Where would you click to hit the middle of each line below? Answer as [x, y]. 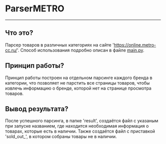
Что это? [19, 33]
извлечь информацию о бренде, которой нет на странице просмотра [78, 88]
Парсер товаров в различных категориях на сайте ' [60, 45]
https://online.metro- [135, 45]
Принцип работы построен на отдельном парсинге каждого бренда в [79, 78]
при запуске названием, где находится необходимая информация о [77, 126]
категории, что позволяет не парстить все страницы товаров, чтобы [77, 83]
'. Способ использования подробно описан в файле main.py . [81, 50]
